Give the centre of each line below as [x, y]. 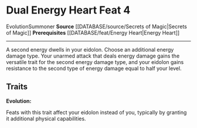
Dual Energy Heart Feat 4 [68, 10]
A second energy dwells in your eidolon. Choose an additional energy [90, 49]
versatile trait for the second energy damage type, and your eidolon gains [95, 62]
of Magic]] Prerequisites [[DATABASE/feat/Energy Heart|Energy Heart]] [93, 32]
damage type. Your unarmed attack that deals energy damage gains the [93, 56]
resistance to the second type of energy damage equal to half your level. [94, 68]
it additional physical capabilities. [46, 119]
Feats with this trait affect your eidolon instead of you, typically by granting [96, 112]
